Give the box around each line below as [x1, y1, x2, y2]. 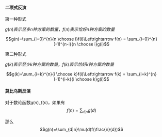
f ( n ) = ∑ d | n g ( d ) [66, 107, 97, 115]
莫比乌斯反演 [5, 88, 31, 94]
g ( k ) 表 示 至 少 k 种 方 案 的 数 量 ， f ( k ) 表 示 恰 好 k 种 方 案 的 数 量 [5, 61, 114, 67]
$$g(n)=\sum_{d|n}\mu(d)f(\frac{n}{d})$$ [39, 126, 124, 133]
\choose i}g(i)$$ [77, 41, 110, 47]
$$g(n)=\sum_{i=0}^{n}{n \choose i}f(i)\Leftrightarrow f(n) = [5, 36, 126, 42]
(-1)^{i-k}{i [53, 76, 75, 82]
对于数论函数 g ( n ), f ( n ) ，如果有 [5, 100, 65, 106]
